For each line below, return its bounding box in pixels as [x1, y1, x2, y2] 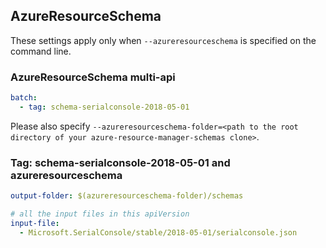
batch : [10, 93, 38, 103]
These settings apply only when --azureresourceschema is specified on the [10, 34, 317, 46]
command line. [10, 45, 72, 57]
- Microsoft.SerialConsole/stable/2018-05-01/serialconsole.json [19, 227, 298, 238]
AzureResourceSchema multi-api [10, 70, 176, 84]
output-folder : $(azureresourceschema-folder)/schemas [10, 191, 244, 201]
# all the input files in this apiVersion [10, 209, 190, 219]
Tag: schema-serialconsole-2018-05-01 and [10, 155, 231, 169]
